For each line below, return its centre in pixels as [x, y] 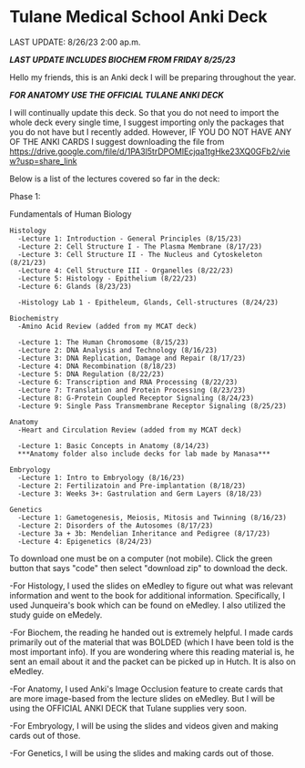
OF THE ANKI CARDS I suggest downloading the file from [117, 141]
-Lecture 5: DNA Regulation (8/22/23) [91, 374]
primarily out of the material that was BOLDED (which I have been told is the [152, 642]
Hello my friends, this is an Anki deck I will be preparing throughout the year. [153, 77]
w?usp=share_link [43, 160]
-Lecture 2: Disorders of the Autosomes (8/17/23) [116, 526]
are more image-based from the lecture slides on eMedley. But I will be [142, 698]
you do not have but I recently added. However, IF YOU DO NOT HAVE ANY [151, 132]
